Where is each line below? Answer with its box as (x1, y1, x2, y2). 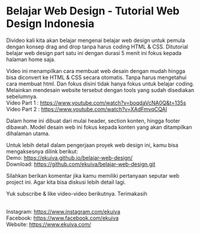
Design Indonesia (6, 17, 94, 31)
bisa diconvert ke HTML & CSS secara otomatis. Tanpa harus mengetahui (6, 74, 187, 81)
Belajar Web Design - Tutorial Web (6, 4, 180, 18)
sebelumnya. (6, 93, 38, 100)
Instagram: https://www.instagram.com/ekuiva (6, 208, 121, 215)
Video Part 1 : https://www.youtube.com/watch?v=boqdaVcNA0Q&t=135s (6, 99, 186, 106)
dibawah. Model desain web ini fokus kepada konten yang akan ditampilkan (6, 123, 192, 130)
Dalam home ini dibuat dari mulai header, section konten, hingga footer (6, 117, 180, 124)
